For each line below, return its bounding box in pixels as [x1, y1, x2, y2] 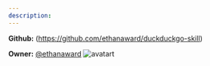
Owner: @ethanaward [8, 49, 82, 58]
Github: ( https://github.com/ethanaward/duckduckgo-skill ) [8, 33, 203, 43]
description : [8, 11, 52, 20]
